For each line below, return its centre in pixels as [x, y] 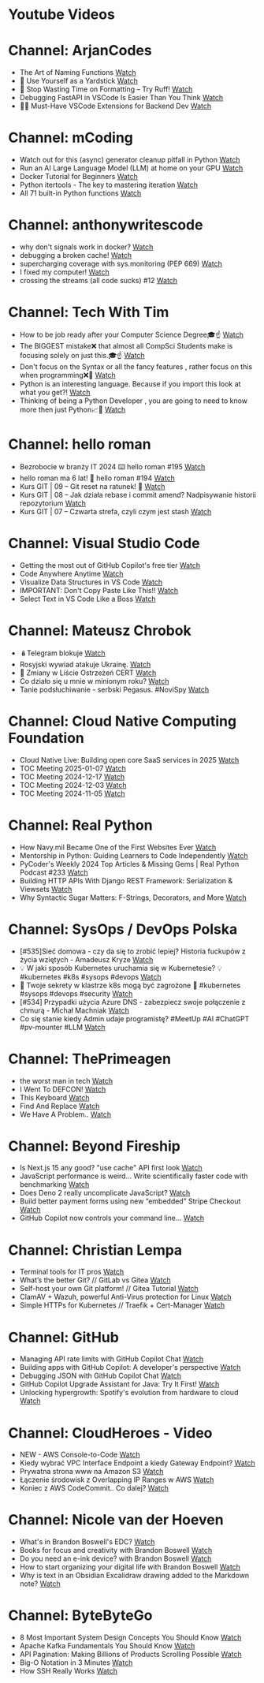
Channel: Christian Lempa [95, 1250]
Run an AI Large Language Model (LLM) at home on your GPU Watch [131, 168]
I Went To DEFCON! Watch [63, 1089]
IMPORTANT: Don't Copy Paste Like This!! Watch [99, 590]
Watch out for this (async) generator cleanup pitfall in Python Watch [130, 160]
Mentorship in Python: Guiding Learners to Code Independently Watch [134, 855]
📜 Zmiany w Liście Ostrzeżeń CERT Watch [88, 673]
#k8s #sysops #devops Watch [112, 976]
